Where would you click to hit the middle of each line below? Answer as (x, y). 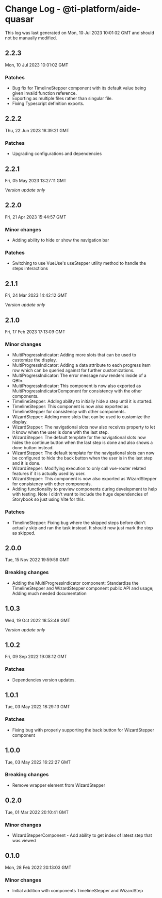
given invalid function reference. (44, 93)
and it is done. (26, 463)
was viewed (24, 840)
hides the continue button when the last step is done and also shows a (82, 442)
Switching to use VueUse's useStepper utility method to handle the (79, 263)
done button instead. (33, 448)
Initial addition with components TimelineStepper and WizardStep (77, 891)
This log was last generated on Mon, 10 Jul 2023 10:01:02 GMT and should (80, 33)
